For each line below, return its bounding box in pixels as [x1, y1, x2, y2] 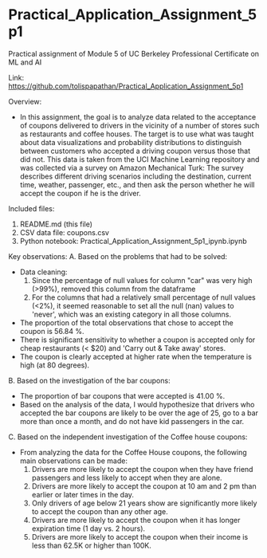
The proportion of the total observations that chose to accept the [19, 317, 234, 328]
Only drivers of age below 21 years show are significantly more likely [31, 498, 257, 508]
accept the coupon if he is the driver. [19, 188, 141, 198]
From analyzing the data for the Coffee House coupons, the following [19, 447, 247, 457]
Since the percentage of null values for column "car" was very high [31, 275, 253, 285]
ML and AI [8, 57, 42, 67]
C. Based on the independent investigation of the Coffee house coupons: [8, 432, 248, 442]
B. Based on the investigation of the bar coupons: [8, 375, 171, 385]
